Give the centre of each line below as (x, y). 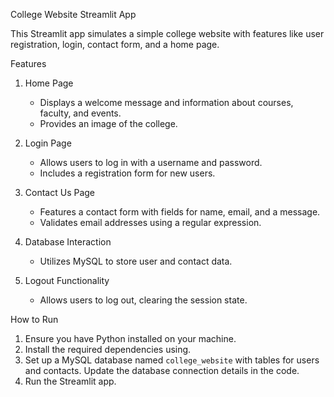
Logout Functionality (67, 280)
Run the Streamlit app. (70, 381)
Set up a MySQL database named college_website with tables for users (172, 360)
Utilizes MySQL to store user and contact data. (136, 261)
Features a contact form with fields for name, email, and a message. (180, 212)
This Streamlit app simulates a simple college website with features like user (167, 33)
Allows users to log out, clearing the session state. (143, 300)
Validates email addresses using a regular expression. (150, 222)
